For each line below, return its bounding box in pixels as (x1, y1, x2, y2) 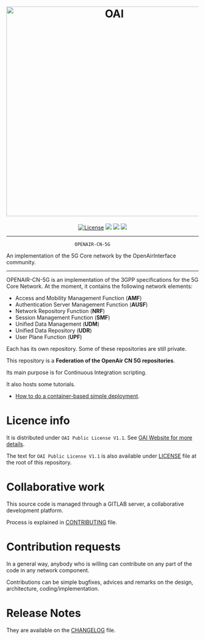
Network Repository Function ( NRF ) (15, 307, 106, 314)
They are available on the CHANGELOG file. (6, 626, 116, 634)
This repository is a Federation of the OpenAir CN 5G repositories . (6, 357, 176, 364)
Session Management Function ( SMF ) (15, 314, 110, 321)
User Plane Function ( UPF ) (15, 333, 82, 340)
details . (6, 440, 25, 448)
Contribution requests (6, 540, 121, 553)
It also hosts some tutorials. (6, 380, 76, 387)
